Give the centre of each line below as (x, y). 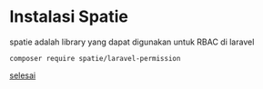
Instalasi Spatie (69, 17)
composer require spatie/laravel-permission (95, 58)
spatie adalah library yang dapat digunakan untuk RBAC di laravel (132, 42)
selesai (23, 75)
